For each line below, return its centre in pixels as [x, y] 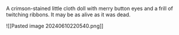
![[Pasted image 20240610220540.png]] [55, 26]
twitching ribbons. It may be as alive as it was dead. [68, 15]
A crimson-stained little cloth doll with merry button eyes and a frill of [90, 8]
